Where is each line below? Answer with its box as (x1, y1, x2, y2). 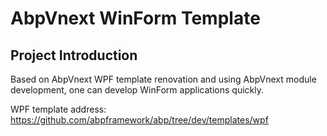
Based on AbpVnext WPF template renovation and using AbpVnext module (10, 73, 317, 85)
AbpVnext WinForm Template (10, 7, 261, 30)
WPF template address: (10, 103, 107, 115)
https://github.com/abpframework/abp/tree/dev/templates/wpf (10, 114, 269, 126)
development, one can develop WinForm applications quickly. (10, 84, 264, 96)
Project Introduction (10, 47, 138, 64)
